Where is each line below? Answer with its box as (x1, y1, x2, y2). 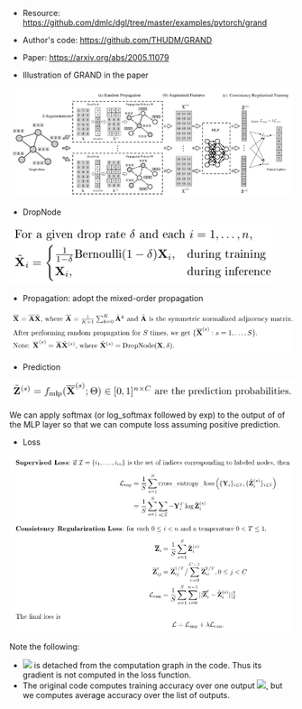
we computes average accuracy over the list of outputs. (22, 690, 230, 701)
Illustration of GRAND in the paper (22, 69, 149, 80)
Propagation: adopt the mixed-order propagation (22, 293, 204, 304)
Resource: (22, 8, 61, 18)
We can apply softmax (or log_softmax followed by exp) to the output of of (9, 410, 286, 420)
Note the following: (9, 641, 80, 652)
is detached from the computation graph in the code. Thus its (33, 660, 262, 671)
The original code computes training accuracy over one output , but (22, 680, 283, 691)
